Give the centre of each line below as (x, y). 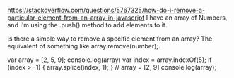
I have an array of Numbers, (187, 18)
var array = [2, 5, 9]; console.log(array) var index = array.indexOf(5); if (110, 60)
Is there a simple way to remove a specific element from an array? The (110, 39)
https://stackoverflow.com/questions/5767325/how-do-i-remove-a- (106, 10)
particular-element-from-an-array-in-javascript (76, 18)
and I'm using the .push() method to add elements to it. (87, 25)
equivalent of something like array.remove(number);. (84, 46)
